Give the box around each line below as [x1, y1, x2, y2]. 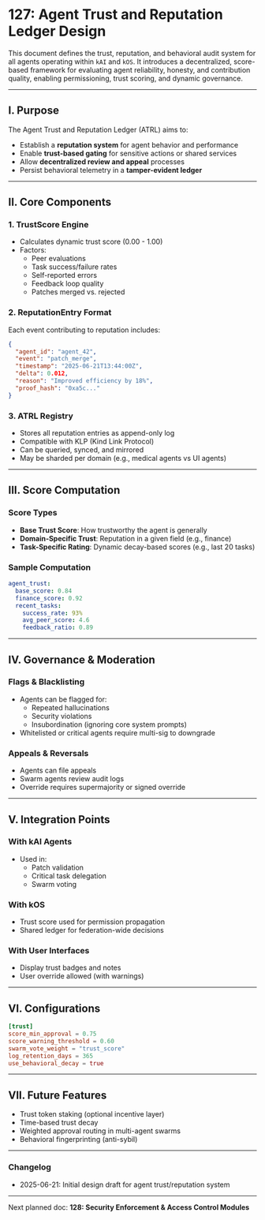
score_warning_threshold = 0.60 [8, 1037, 114, 1045]
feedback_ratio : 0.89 [22, 623, 93, 632]
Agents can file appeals [19, 765, 97, 775]
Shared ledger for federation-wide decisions [19, 926, 164, 935]
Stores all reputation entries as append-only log [19, 428, 175, 438]
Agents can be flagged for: [19, 694, 107, 704]
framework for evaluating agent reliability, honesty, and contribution [30, 65, 251, 74]
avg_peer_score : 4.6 [22, 616, 90, 624]
